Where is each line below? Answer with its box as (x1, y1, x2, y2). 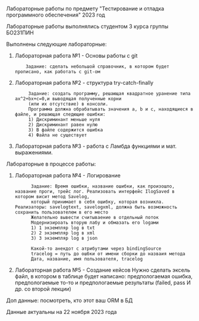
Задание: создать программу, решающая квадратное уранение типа (28, 91, 191, 97)
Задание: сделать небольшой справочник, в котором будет (26, 63, 170, 69)
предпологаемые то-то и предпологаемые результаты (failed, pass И (14, 279, 191, 286)
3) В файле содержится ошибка (28, 127, 103, 133)
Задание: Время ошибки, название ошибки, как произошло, (30, 183, 175, 189)
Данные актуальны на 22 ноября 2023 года (6, 309, 117, 315)
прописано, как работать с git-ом (14, 69, 100, 75)
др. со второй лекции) (14, 285, 71, 293)
